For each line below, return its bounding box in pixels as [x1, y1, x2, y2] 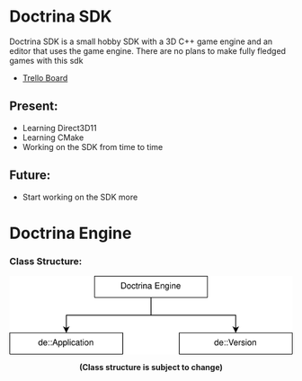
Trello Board [22, 72, 68, 83]
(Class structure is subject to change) [79, 361, 223, 372]
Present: [9, 99, 58, 114]
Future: [9, 168, 51, 183]
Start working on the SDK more [22, 191, 138, 202]
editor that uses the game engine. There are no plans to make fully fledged [9, 45, 286, 56]
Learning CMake [22, 132, 84, 143]
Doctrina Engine [9, 223, 132, 244]
